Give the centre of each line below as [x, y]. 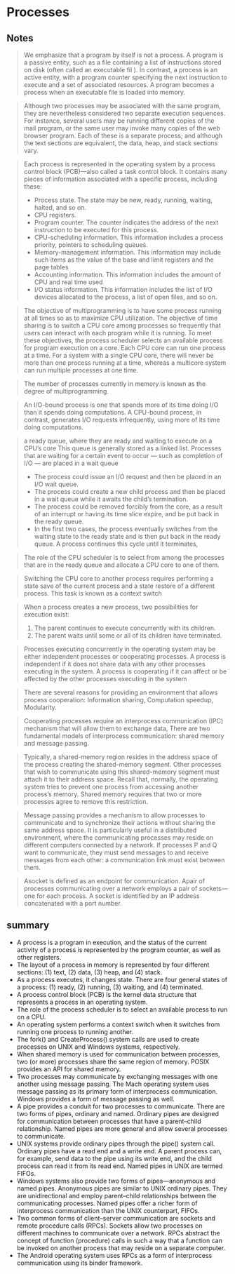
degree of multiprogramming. [66, 391]
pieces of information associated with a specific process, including [120, 179]
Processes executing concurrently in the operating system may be [120, 649]
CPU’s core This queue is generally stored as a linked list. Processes [122, 448]
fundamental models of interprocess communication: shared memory [124, 736]
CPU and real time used [68, 282]
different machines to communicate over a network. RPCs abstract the [118, 1233]
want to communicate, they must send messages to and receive [116, 852]
